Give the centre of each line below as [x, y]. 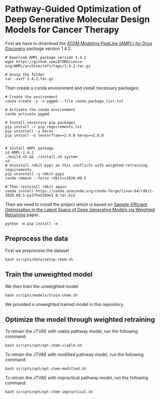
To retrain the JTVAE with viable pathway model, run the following [71, 332]
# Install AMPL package [29, 148]
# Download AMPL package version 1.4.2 [46, 57]
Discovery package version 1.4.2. [39, 48]
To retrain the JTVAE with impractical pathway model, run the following [77, 378]
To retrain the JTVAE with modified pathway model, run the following [74, 355]
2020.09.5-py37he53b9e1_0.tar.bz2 [40, 195]
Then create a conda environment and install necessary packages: [72, 88]
